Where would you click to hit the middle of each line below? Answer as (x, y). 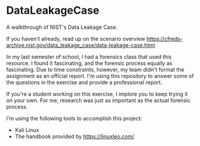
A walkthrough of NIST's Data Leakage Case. (62, 27)
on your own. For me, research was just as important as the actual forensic (98, 100)
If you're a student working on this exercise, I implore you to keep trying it (97, 94)
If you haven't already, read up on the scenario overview (76, 38)
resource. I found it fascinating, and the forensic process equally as (89, 63)
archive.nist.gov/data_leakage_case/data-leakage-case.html (81, 45)
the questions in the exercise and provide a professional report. (84, 82)
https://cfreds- (165, 38)
